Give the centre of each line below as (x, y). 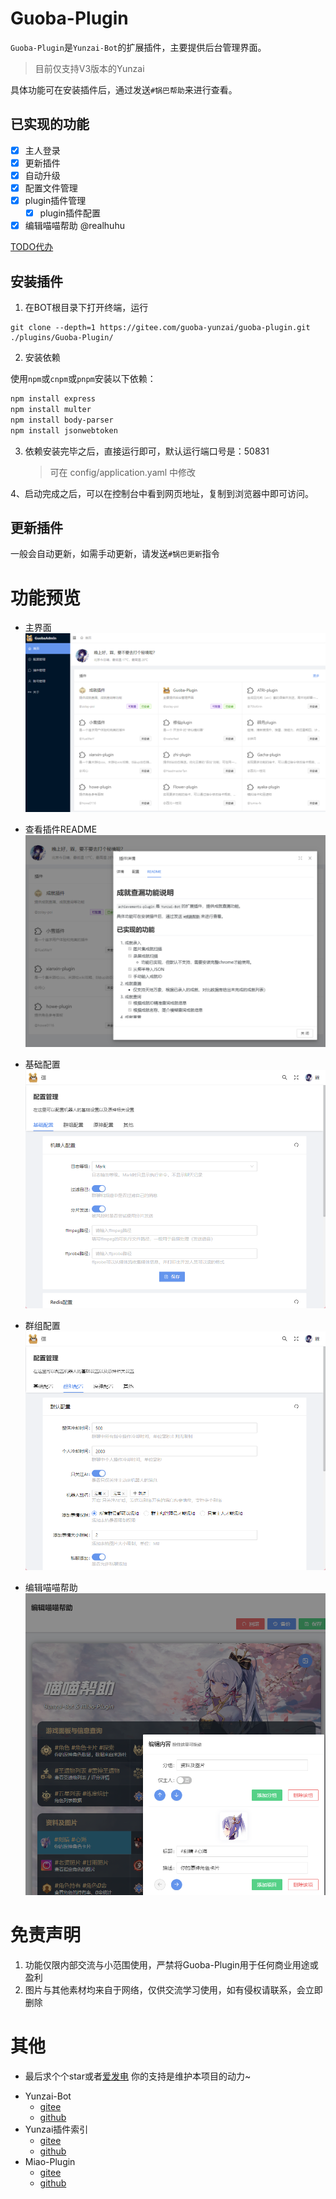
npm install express (53, 399)
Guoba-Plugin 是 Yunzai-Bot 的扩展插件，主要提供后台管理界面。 (138, 47)
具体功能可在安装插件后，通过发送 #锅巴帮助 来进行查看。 (124, 89)
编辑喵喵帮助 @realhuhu (74, 226)
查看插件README (61, 829)
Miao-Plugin (50, 2161)
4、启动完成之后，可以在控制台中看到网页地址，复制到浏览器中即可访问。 (162, 493)
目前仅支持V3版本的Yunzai (89, 68)
